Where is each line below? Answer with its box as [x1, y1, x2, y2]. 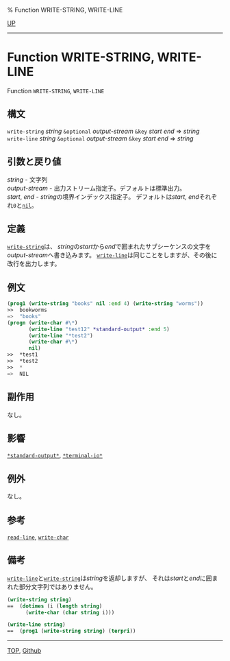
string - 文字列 [7, 175, 48, 184]
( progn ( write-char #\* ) [7, 319, 78, 326]
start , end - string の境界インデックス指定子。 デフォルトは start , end [7, 192, 200, 201]
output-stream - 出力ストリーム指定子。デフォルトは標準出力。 [7, 184, 186, 192]
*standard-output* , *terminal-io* [7, 451, 103, 459]
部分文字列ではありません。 [18, 582, 97, 590]
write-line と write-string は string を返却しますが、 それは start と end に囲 [7, 574, 212, 582]
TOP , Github [7, 647, 42, 655]
